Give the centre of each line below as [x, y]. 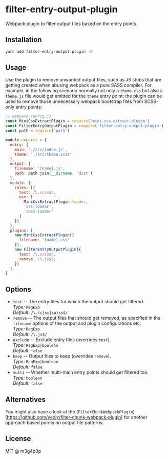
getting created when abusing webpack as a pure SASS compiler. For [79, 85]
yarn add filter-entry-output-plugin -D [49, 51]
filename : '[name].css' [44, 240]
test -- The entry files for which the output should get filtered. [78, 302]
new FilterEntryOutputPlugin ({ [48, 249]
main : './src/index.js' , [41, 150]
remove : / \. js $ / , [37, 259]
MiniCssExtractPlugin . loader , [56, 202]
